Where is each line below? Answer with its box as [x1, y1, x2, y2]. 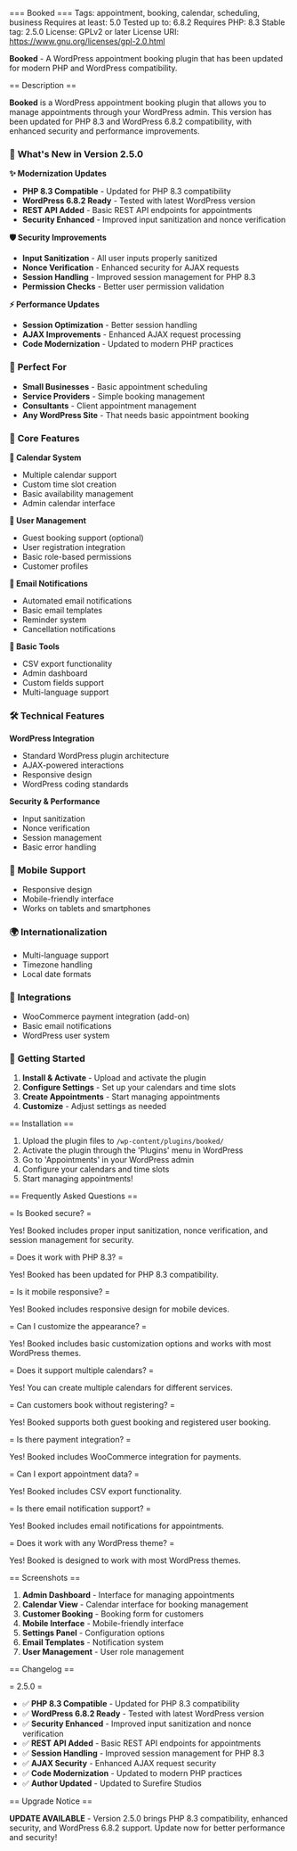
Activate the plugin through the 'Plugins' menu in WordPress [21, 1145, 244, 1156]
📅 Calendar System [9, 452, 82, 463]
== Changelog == [9, 1664, 75, 1674]
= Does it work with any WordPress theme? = [9, 1538, 175, 1549]
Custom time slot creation [21, 479, 117, 489]
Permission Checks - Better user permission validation [21, 281, 225, 292]
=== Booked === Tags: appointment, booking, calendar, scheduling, [9, 8, 261, 18]
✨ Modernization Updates [9, 169, 107, 179]
